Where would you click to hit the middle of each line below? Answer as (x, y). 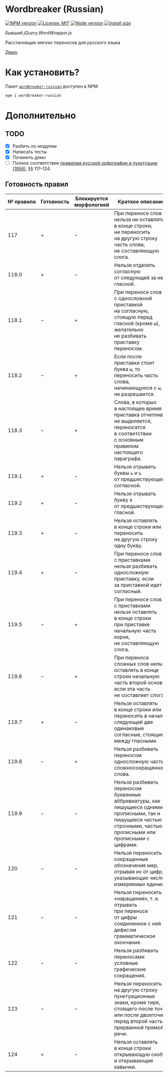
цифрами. (126, 845)
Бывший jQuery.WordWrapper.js (39, 33)
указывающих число (139, 878)
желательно (129, 329)
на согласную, (131, 310)
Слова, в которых (135, 402)
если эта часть (132, 688)
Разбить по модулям (34, 146)
